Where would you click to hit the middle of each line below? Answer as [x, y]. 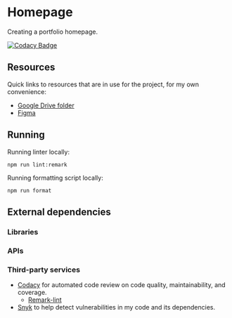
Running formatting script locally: [55, 178]
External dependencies [59, 212]
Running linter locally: [39, 152]
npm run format [30, 190]
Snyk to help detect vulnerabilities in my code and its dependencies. [116, 307]
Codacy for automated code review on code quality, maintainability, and [122, 285]
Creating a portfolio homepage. [53, 32]
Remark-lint [45, 300]
